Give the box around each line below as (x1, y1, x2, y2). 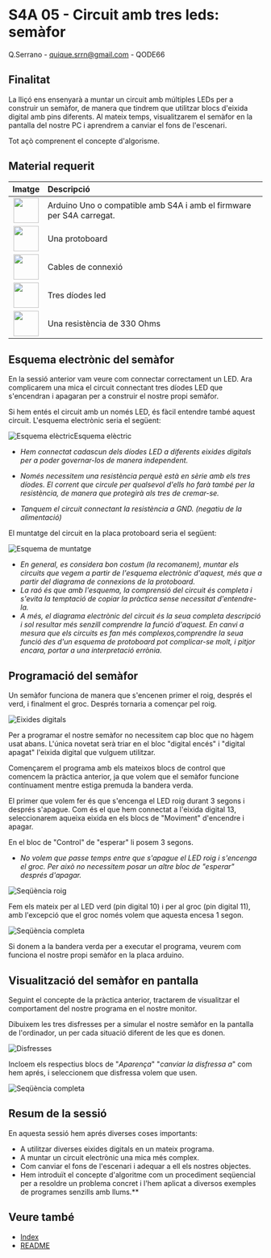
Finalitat (8, 73, 51, 87)
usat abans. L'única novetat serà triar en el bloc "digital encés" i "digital (8, 739, 246, 749)
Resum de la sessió (8, 1107, 107, 1121)
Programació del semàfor (8, 669, 139, 682)
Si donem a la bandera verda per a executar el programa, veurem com (8, 942, 242, 952)
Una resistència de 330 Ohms (47, 318, 161, 329)
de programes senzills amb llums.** (19, 1187, 140, 1197)
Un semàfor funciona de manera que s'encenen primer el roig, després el (8, 690, 252, 700)
